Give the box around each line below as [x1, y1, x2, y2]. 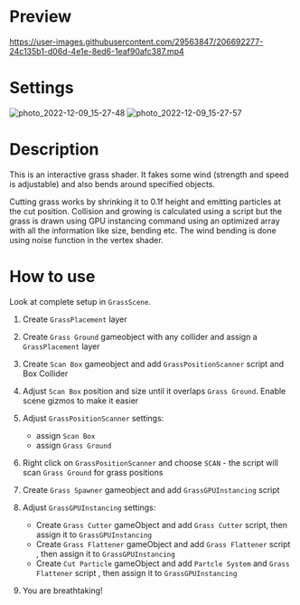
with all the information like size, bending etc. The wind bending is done [9, 224, 277, 236]
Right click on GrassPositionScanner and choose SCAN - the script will [22, 457, 278, 468]
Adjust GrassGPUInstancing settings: [22, 502, 156, 513]
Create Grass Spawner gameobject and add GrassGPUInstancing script [22, 484, 280, 495]
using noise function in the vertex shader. [9, 234, 164, 245]
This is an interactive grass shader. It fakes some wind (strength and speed [9, 169, 289, 180]
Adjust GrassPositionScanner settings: [22, 412, 164, 423]
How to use [9, 267, 96, 287]
